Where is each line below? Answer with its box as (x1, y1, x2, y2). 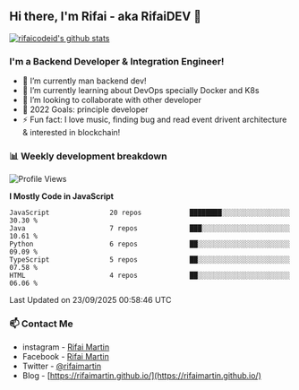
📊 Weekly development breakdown (9, 150, 167, 162)
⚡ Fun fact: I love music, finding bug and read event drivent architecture (21, 114, 287, 126)
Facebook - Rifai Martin (21, 351, 109, 361)
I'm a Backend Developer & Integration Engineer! (9, 55, 225, 67)
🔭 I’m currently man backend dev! (21, 75, 147, 86)
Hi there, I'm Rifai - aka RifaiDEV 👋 (9, 9, 202, 24)
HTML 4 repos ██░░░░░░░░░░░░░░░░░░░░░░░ (9, 271, 291, 281)
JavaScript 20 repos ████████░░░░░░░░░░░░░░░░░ (9, 208, 291, 218)
